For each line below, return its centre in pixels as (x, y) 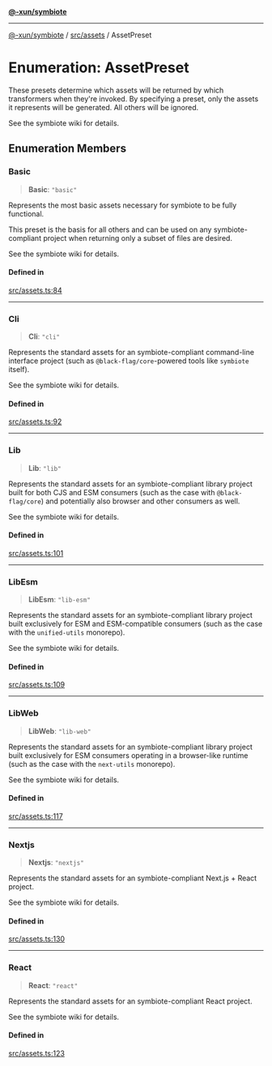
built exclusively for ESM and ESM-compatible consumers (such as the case (136, 624)
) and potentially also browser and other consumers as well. (140, 501)
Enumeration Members (68, 149)
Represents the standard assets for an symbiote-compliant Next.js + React (133, 878)
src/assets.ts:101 (36, 553)
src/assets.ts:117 (36, 816)
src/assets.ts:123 (36, 1053)
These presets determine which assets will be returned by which (116, 90)
